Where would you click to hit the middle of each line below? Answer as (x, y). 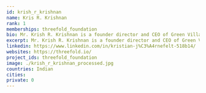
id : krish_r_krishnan (34, 12)
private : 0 (20, 80)
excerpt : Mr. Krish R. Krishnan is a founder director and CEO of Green (101, 40)
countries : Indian (30, 69)
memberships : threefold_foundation (52, 29)
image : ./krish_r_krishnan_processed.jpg (60, 63)
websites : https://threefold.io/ (49, 52)
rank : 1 (16, 23)
